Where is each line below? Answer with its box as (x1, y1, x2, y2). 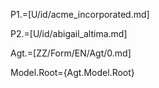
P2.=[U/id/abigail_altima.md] (10, 28, 128, 39)
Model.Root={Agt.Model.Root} (10, 67, 135, 78)
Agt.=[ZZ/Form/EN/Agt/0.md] (10, 47, 132, 59)
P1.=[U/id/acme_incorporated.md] (10, 9, 150, 20)
